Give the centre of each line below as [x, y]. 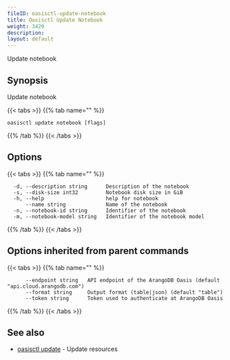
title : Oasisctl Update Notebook [55, 20]
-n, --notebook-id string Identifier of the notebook [100, 211]
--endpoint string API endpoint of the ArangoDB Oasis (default [123, 280]
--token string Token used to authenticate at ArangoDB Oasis [124, 298]
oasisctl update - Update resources [67, 349]
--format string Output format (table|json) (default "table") [124, 292]
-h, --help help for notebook [86, 198]
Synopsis [28, 80]
